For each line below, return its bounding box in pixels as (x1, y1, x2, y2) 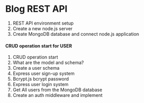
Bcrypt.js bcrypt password (12, 76, 69, 82)
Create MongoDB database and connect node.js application (12, 31, 139, 37)
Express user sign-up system (12, 70, 75, 77)
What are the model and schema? (12, 59, 84, 66)
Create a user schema (12, 65, 60, 71)
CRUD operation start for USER (5, 43, 72, 49)
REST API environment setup (12, 20, 74, 26)
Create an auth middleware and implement (12, 92, 103, 98)
